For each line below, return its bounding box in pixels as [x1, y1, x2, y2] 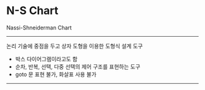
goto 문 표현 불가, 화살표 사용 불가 [15, 70, 96, 78]
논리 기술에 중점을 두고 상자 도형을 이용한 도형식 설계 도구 [6, 42, 143, 50]
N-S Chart [6, 4, 59, 18]
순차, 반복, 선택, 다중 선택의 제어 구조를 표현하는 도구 [15, 62, 140, 70]
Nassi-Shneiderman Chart [6, 24, 72, 31]
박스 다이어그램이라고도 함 [15, 55, 78, 62]
